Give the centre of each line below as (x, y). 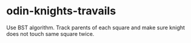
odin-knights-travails (61, 11)
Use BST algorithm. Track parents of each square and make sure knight (95, 27)
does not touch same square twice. (50, 33)
